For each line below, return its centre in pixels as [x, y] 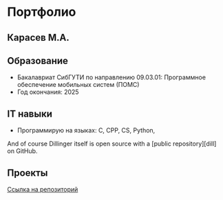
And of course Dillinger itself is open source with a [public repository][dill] [112, 144]
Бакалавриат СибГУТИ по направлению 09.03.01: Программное [111, 77]
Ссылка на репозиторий [43, 190]
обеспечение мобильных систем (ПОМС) [78, 85]
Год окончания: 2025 [48, 92]
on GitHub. [22, 151]
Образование [38, 60]
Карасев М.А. [39, 38]
